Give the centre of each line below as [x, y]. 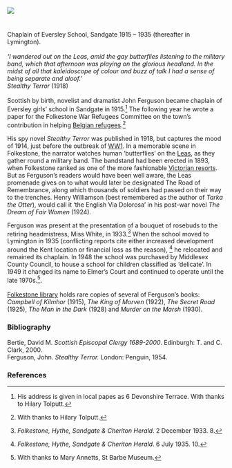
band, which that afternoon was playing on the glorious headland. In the [110, 64]
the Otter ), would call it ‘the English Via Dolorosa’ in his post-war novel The [113, 205]
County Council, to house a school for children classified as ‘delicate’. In [109, 264]
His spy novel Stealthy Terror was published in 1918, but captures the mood [114, 138]
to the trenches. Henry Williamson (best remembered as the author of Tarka [115, 197]
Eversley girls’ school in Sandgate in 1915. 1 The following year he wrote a [110, 109]
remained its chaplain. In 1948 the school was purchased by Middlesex [108, 256]
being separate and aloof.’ [45, 79]
